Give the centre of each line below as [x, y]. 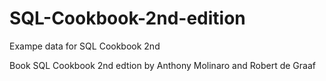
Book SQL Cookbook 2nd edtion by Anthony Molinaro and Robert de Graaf [162, 65]
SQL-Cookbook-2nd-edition [127, 18]
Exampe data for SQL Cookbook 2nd [85, 46]
